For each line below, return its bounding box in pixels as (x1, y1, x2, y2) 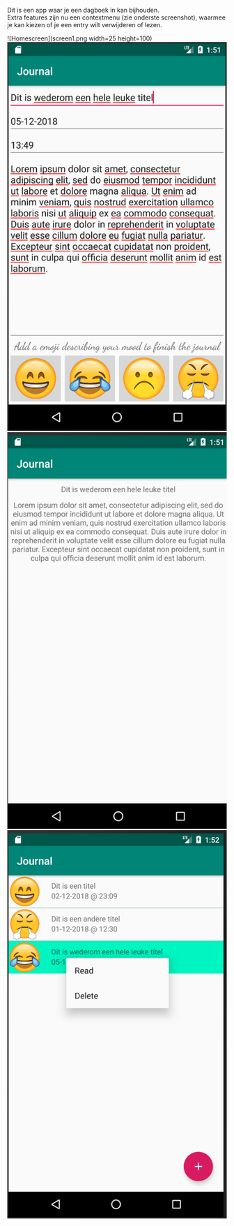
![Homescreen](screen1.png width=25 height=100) (7, 34, 153, 43)
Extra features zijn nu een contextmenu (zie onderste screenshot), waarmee (7, 13, 226, 22)
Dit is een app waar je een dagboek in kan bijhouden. (7, 6, 160, 14)
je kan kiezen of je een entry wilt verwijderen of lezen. (7, 21, 162, 29)
